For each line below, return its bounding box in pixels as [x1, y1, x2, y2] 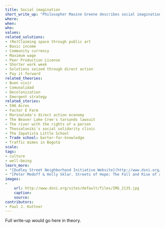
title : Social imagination [5, 7, 60, 12]
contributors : [5, 199, 34, 204]
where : [5, 16, 19, 21]
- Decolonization [5, 90, 41, 95]
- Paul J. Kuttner [5, 204, 43, 209]
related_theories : [5, 76, 43, 81]
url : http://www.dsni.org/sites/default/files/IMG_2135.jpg [14, 186, 139, 191]
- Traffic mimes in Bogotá [5, 140, 60, 145]
